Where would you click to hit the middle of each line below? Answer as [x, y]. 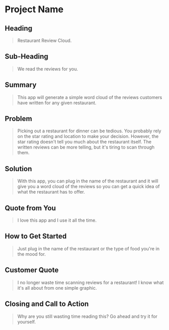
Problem [19, 119]
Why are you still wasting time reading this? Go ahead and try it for [87, 316]
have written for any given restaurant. [57, 103]
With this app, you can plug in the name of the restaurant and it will [88, 181]
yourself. [27, 322]
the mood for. [31, 254]
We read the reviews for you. [48, 69]
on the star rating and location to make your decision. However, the [88, 136]
